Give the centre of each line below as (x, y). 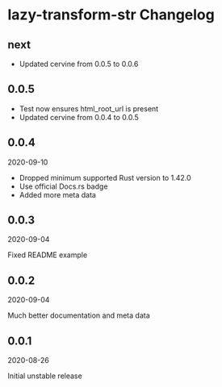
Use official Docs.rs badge (63, 186)
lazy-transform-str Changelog (111, 15)
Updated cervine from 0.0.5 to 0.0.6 (79, 64)
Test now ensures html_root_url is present (89, 108)
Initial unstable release (45, 376)
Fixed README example (48, 255)
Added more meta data (57, 194)
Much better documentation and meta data (79, 315)
